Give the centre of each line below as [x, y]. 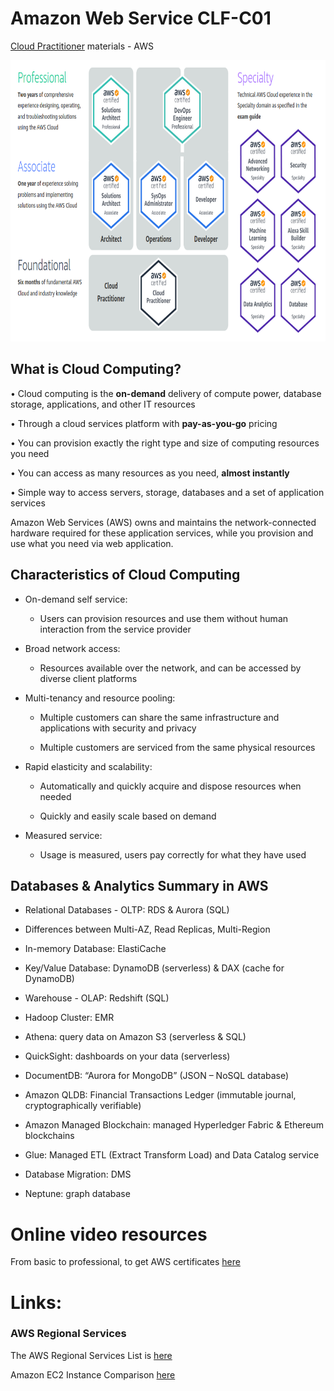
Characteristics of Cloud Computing [125, 575]
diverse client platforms [88, 678]
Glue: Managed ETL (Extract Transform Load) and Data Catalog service [172, 1155]
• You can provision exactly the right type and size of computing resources [165, 443]
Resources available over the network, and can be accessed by [170, 668]
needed [55, 796]
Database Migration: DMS [78, 1174]
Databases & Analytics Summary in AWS [139, 885]
